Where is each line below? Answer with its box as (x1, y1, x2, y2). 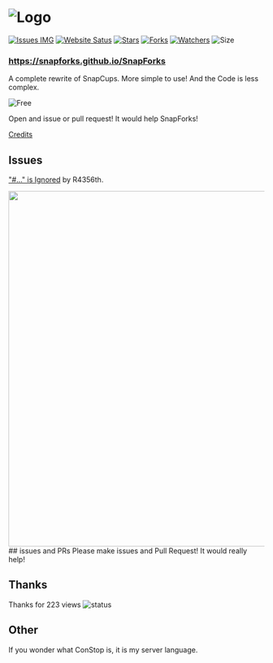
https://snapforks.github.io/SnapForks (8, 55, 167, 67)
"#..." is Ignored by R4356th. (8, 175, 104, 184)
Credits (8, 130, 33, 140)
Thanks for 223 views (8, 600, 81, 609)
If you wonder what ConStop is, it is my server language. (8, 644, 198, 654)
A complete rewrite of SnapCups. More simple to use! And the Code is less (8, 74, 258, 84)
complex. (8, 82, 40, 93)
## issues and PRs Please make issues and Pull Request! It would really (8, 546, 248, 556)
